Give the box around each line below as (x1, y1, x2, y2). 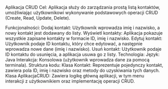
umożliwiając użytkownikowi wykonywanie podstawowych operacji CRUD (5, 10, 158, 16)
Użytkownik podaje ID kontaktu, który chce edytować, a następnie (5, 41, 143, 47)
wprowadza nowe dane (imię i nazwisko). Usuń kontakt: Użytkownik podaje (5, 46, 162, 52)
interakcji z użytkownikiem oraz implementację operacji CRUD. (5, 78, 135, 84)
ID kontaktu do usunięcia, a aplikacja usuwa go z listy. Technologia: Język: (5, 51, 160, 57)
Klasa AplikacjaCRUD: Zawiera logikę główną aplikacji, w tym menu (5, 73, 144, 78)
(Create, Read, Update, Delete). (5, 15, 70, 21)
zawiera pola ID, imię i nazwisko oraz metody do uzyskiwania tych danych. (5, 67, 160, 73)
